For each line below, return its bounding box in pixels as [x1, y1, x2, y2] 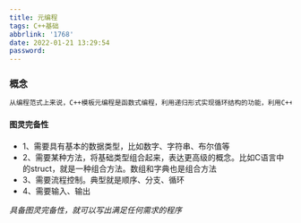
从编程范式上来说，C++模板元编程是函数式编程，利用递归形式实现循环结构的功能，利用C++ [9, 99, 294, 107]
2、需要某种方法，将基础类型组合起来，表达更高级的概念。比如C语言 [21, 151, 277, 162]
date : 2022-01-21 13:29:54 [9, 38, 110, 47]
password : [9, 47, 47, 56]
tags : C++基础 [9, 21, 60, 30]
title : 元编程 [9, 13, 58, 22]
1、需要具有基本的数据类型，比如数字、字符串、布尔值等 [21, 141, 230, 151]
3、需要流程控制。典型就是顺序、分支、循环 [21, 174, 185, 184]
